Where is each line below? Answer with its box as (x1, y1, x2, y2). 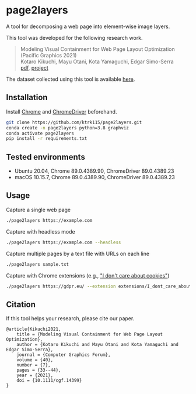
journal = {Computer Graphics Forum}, (16, 352, 111, 358)
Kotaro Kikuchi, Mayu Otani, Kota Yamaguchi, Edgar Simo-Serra (20, 58, 174, 65)
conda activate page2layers (6, 130, 75, 136)
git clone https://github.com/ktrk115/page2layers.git (6, 119, 142, 125)
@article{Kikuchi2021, (6, 326, 61, 333)
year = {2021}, (16, 372, 54, 378)
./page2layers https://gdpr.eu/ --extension (6, 283, 116, 289)
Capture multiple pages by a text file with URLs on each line (6, 250, 150, 257)
